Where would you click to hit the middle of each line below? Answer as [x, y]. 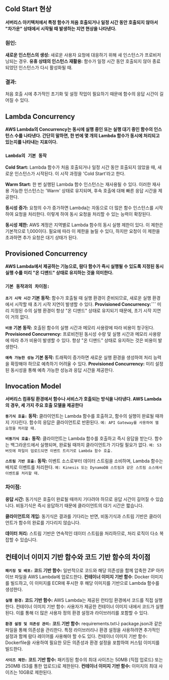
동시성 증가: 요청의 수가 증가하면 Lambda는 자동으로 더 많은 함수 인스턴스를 [79, 208]
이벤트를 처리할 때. [22, 473]
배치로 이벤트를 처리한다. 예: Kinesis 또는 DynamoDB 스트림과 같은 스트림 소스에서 [84, 467]
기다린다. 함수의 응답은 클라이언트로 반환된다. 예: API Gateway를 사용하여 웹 [84, 422]
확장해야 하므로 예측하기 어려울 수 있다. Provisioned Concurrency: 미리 [82, 364]
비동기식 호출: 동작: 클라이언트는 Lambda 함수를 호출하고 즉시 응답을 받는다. [79, 438]
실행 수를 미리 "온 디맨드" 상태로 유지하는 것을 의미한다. [59, 273]
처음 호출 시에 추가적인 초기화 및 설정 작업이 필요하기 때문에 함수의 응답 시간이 [82, 94]
